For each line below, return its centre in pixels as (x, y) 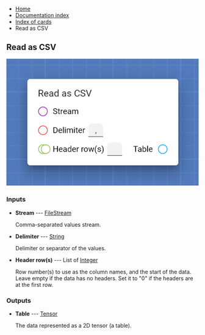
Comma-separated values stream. (58, 224)
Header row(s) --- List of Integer (56, 260)
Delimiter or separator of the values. (60, 248)
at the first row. (34, 284)
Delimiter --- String (40, 236)
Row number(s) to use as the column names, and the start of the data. (103, 272)
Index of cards (33, 22)
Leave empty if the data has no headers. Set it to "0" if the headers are (104, 278)
